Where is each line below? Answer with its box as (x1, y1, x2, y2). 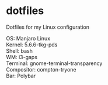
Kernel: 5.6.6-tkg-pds (6, 41, 58, 48)
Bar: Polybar (6, 72, 36, 79)
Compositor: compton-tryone (6, 66, 76, 73)
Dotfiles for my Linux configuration (6, 23, 89, 30)
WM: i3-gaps (6, 53, 38, 60)
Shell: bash (6, 47, 33, 54)
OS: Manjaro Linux (6, 35, 51, 42)
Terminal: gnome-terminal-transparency (6, 60, 103, 67)
